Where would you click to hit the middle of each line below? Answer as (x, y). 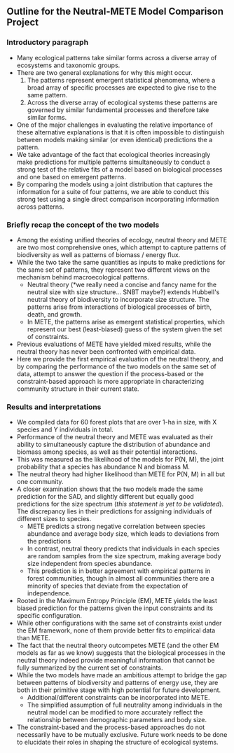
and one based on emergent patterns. (71, 177)
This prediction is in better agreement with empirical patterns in (119, 571)
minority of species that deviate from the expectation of (108, 586)
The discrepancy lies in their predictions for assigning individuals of (114, 511)
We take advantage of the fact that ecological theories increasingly (113, 154)
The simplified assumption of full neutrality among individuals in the (125, 705)
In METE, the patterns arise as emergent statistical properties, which (126, 322)
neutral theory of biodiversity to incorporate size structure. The (118, 299)
